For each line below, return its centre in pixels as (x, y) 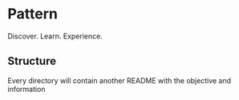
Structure (32, 61)
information (26, 89)
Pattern (32, 14)
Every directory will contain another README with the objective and (119, 80)
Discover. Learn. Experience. (55, 36)
